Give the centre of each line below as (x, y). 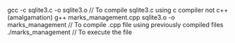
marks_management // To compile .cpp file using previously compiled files (115, 25)
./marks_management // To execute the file (70, 32)
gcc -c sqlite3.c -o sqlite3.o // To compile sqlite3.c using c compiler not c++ (118, 10)
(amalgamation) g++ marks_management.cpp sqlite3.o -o (91, 17)
